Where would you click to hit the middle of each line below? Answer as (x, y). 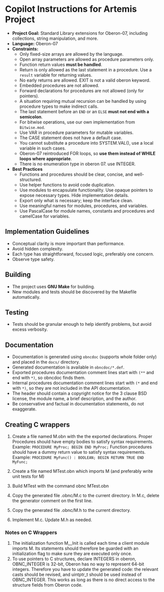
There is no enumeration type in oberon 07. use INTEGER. (78, 164)
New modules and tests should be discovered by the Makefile (74, 292)
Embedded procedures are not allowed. (59, 85)
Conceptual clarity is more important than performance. (68, 243)
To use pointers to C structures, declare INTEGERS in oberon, (74, 559)
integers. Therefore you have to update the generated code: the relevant (85, 569)
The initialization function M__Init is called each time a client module (81, 543)
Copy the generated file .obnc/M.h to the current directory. (71, 510)
